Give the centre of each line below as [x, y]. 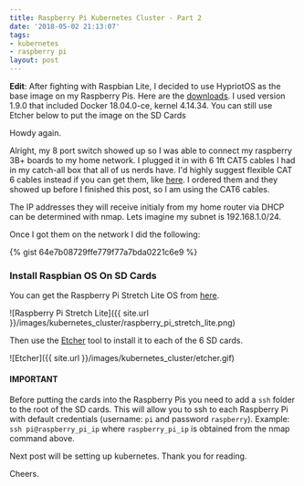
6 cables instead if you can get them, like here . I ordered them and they [144, 180]
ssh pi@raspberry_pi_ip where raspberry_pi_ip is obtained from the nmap [150, 429]
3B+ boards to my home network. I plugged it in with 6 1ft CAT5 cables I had [152, 160]
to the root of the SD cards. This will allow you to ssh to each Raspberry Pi [149, 409]
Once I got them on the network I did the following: [105, 234]
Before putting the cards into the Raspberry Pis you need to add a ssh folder [152, 399]
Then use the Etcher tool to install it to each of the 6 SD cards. [126, 341]
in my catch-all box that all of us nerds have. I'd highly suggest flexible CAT [151, 170]
